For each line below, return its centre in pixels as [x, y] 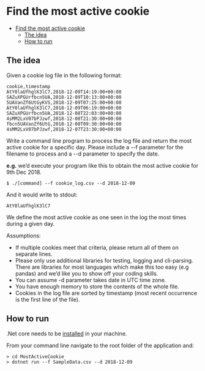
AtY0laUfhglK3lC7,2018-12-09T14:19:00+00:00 [64, 92]
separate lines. [34, 254]
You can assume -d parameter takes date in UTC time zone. [91, 280]
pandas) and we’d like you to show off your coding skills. [87, 273]
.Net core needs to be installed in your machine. [67, 333]
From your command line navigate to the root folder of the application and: [100, 345]
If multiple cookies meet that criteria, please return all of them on [97, 247]
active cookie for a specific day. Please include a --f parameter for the [95, 147]
